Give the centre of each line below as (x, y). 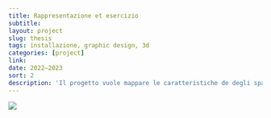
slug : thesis (30, 38)
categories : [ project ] (46, 53)
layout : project (35, 31)
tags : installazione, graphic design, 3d (79, 46)
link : (17, 61)
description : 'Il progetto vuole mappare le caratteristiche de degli (129, 83)
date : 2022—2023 (35, 68)
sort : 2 (21, 75)
